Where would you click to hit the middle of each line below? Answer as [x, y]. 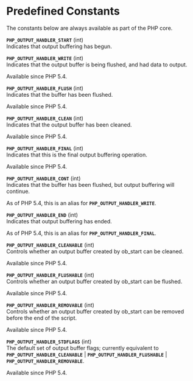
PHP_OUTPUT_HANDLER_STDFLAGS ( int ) [49, 341]
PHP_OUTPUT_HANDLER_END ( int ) [42, 215]
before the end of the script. [42, 318]
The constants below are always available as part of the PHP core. [89, 28]
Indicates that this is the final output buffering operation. [77, 155]
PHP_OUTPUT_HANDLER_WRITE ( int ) [45, 58]
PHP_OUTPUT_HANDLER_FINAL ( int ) [45, 148]
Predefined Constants [63, 11]
